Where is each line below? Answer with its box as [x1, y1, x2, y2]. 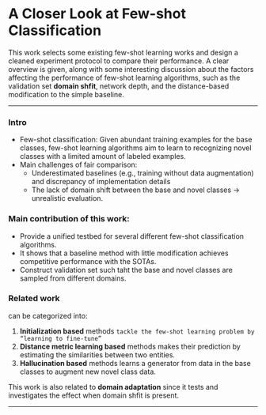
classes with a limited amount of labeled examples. [19, 152, 186, 161]
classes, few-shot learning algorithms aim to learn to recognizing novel [19, 143, 252, 153]
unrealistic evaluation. [31, 194, 104, 203]
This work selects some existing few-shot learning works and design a [8, 47, 239, 57]
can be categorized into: [8, 311, 88, 320]
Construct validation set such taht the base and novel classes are [19, 265, 234, 274]
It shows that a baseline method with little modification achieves [19, 248, 229, 258]
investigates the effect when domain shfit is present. [8, 390, 180, 400]
